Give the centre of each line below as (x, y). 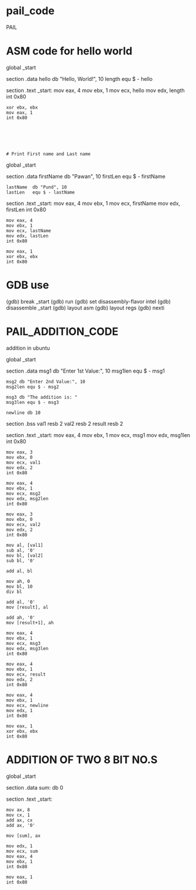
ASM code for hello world (69, 51)
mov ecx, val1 (24, 462)
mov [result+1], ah (30, 622)
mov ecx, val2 (24, 524)
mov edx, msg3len (27, 648)
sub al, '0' (21, 550)
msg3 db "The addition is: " (42, 397)
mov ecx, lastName (29, 231)
